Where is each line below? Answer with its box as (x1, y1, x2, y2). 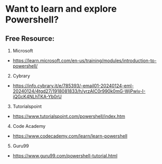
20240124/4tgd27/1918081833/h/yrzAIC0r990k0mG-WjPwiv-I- (12, 88, 146, 94)
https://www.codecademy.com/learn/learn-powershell (12, 133, 128, 139)
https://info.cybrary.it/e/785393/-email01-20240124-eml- (12, 83, 134, 89)
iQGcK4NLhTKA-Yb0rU (12, 94, 62, 99)
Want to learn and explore (5, 3, 117, 15)
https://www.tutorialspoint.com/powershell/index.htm (12, 113, 125, 119)
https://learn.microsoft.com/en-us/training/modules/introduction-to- (12, 58, 157, 64)
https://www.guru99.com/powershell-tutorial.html (12, 153, 118, 158)
